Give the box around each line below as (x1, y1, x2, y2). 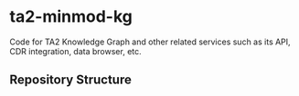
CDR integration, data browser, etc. (9, 45, 142, 56)
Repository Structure (9, 72, 133, 88)
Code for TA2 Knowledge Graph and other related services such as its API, (9, 36, 291, 47)
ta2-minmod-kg (9, 6, 133, 27)
